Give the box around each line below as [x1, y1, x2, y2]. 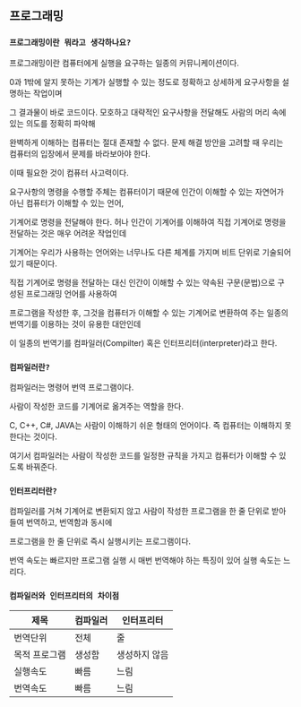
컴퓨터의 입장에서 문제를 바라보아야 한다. [9, 148, 150, 159]
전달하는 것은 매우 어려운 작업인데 [9, 228, 127, 238]
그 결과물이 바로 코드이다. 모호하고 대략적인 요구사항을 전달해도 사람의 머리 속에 [9, 107, 287, 117]
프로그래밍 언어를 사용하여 [25, 288, 118, 298]
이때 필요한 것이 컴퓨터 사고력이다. [9, 167, 129, 177]
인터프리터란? [9, 486, 58, 496]
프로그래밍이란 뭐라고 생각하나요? [9, 38, 132, 47]
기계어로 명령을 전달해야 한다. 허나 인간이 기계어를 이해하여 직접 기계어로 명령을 [9, 216, 287, 227]
